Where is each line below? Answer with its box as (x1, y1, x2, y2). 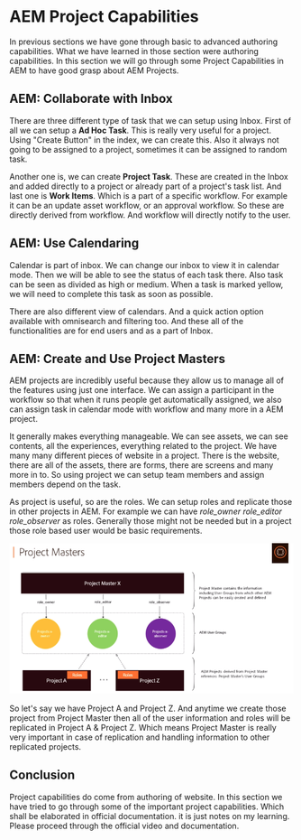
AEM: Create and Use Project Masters (9, 350, 226, 367)
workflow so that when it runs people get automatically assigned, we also (9, 395, 282, 406)
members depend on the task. (9, 479, 122, 490)
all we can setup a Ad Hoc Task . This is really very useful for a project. (9, 125, 272, 135)
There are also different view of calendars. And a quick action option (9, 305, 264, 317)
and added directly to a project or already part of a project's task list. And (9, 181, 282, 191)
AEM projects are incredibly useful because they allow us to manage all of (9, 375, 284, 386)
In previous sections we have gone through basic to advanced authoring (9, 36, 278, 47)
